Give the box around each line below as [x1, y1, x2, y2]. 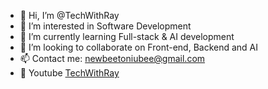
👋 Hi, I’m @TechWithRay [19, 10, 120, 21]
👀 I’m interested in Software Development [19, 20, 192, 32]
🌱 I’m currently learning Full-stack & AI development [19, 31, 235, 42]
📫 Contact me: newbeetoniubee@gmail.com [19, 53, 206, 64]
